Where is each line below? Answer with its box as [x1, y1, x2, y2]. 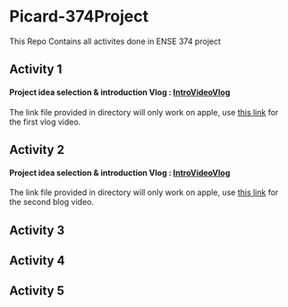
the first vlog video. [9, 116, 81, 127]
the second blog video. [9, 197, 94, 208]
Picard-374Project [9, 6, 149, 27]
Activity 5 [9, 284, 65, 299]
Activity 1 [9, 62, 63, 77]
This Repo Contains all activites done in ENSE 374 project [9, 36, 222, 47]
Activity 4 [9, 252, 65, 268]
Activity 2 [9, 141, 65, 158]
